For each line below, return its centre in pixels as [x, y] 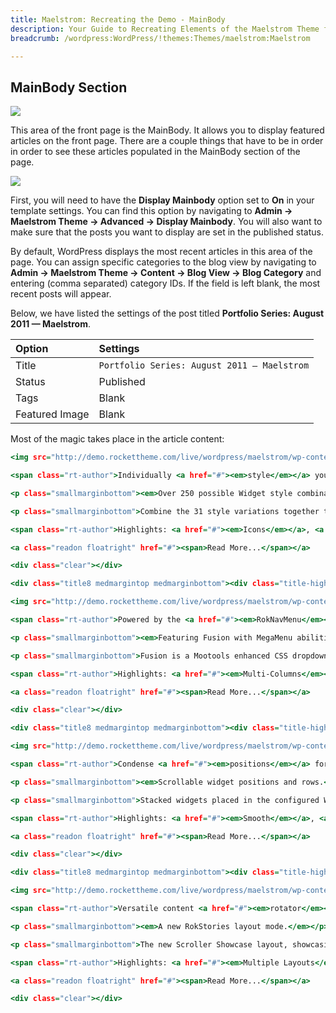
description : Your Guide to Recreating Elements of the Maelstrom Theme [165, 29]
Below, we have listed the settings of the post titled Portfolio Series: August [167, 313]
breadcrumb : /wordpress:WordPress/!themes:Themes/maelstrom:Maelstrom [160, 38]
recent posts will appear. [61, 294]
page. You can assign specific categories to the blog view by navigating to [163, 262]
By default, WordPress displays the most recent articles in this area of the [161, 252]
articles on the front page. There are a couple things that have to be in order [167, 141]
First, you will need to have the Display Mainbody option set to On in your [162, 200]
